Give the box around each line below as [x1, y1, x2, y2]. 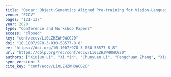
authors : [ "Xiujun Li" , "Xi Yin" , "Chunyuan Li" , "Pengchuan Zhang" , [5, 54, 156, 60]
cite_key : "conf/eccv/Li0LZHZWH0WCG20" [5, 64, 90, 69]
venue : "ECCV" [5, 12, 36, 17]
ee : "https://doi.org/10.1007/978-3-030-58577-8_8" [5, 45, 117, 50]
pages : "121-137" [5, 17, 42, 22]
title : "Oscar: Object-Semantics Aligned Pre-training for [5, 7, 133, 13]
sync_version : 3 [5, 59, 40, 64]
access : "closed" [5, 31, 42, 36]
